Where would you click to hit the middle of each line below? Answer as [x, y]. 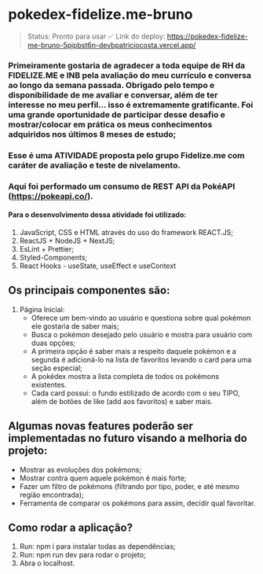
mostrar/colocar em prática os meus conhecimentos [110, 124]
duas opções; [53, 343]
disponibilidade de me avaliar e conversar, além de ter [113, 94]
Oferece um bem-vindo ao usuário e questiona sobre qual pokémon [141, 318]
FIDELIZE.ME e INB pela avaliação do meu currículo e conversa [130, 75]
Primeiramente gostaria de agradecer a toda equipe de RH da [127, 65]
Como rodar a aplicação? [71, 527]
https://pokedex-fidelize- [208, 36]
